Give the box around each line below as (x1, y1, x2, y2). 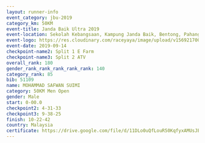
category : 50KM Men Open (6, 88, 70, 94)
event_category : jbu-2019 (6, 15, 72, 21)
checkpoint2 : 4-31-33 (6, 105, 62, 111)
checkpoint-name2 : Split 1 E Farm (6, 49, 95, 55)
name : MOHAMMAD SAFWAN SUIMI (6, 83, 81, 89)
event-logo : (6, 37, 37, 43)
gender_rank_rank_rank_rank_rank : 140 (6, 65, 105, 72)
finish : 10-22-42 (6, 116, 51, 122)
